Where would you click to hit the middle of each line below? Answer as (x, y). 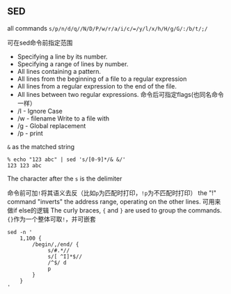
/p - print (30, 133)
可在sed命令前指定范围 (40, 42)
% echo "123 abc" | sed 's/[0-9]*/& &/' (67, 160)
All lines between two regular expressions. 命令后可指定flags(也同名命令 (120, 94)
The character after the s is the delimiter (65, 178)
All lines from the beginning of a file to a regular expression (102, 79)
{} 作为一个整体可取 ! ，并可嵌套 (51, 219)
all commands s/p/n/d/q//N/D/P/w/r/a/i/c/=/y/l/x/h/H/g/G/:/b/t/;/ (107, 28)
